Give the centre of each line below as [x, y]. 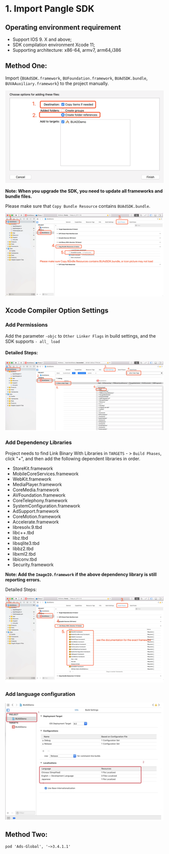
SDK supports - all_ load [33, 341]
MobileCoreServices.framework [46, 474]
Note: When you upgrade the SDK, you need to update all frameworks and [84, 191]
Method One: [26, 66]
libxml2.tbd [24, 554]
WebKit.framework [32, 479]
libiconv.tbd [25, 560]
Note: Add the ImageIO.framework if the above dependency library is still [81, 575]
